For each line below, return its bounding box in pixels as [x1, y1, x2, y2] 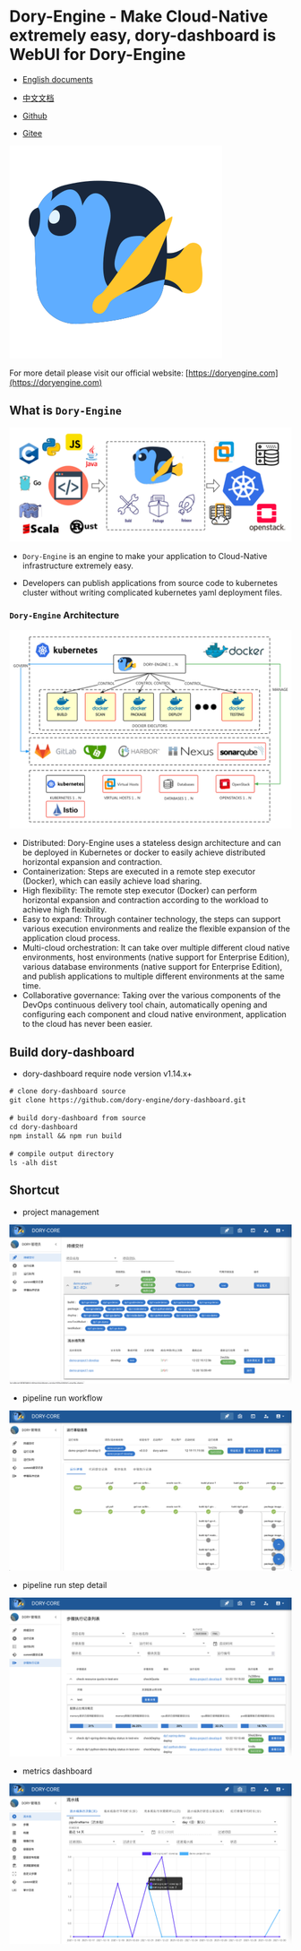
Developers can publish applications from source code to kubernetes [21, 577, 278, 588]
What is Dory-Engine [9, 403, 123, 419]
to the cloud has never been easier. [21, 1019, 153, 1030]
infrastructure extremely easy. [21, 560, 134, 571]
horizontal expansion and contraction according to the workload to [21, 894, 269, 906]
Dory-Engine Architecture [9, 609, 120, 622]
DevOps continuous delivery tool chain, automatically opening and [21, 999, 268, 1010]
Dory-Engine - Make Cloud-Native [9, 6, 269, 27]
